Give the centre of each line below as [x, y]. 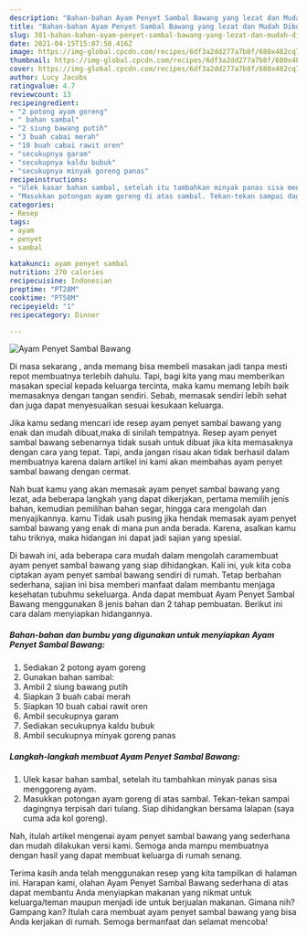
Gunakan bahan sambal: [68, 677]
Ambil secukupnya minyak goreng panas [99, 736]
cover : [22, 69]
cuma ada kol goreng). [65, 818]
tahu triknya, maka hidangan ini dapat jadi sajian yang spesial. [126, 538]
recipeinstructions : [49, 179]
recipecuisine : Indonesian [61, 281]
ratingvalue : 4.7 [42, 86]
